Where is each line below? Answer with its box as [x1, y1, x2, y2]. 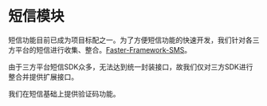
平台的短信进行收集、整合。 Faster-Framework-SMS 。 [14, 45, 192, 54]
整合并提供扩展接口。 [8, 72, 78, 81]
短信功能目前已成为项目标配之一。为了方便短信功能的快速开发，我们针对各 [8, 35, 253, 45]
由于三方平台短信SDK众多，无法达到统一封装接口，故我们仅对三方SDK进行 [8, 61, 253, 72]
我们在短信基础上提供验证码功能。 [8, 88, 120, 98]
